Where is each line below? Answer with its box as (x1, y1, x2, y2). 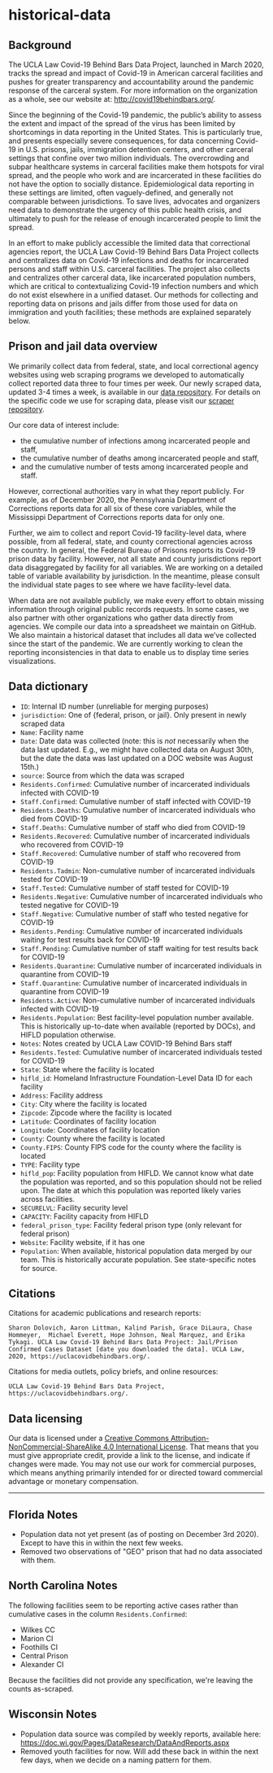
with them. (19, 1556, 56, 1566)
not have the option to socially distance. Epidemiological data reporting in (8, 179, 254, 189)
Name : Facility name (19, 727, 84, 737)
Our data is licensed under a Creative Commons (8, 1434, 169, 1443)
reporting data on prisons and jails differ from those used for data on (8, 299, 238, 308)
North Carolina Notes (8, 1579, 118, 1592)
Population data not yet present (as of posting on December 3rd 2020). (19, 1530, 259, 1539)
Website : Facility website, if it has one (19, 1237, 145, 1247)
